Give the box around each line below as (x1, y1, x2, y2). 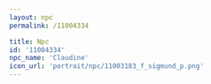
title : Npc (9, 37, 50, 46)
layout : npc (9, 12, 53, 22)
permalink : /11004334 (9, 21, 90, 30)
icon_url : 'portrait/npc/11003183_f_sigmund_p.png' (9, 62, 204, 71)
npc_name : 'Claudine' (9, 54, 90, 63)
